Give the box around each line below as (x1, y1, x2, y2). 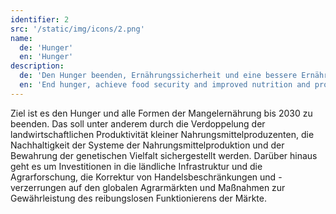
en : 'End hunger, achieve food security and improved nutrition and (19, 80, 311, 90)
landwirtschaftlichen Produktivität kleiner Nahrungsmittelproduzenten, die (10, 128, 315, 140)
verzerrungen (10, 181, 67, 193)
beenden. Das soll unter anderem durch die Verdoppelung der (10, 117, 266, 130)
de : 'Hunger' (19, 42, 74, 53)
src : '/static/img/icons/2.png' (10, 24, 145, 34)
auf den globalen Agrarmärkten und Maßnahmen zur (68, 181, 286, 193)
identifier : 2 (10, 14, 70, 25)
